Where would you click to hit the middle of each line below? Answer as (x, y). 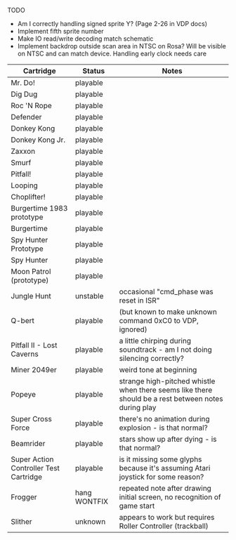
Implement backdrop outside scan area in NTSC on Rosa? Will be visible (122, 46)
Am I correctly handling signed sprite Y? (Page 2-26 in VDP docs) (112, 24)
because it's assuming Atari (165, 468)
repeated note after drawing (165, 488)
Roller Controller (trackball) (164, 526)
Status (94, 71)
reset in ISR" (139, 300)
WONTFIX (92, 501)
